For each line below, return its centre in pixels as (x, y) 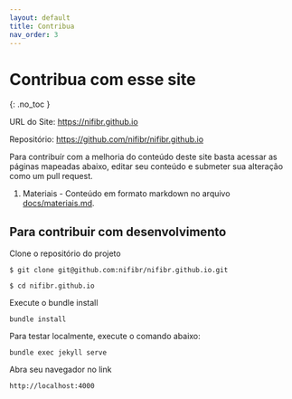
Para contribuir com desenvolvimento (118, 232)
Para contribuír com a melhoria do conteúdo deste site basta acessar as (143, 157)
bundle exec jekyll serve (58, 353)
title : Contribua (42, 26)
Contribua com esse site (103, 79)
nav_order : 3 (34, 34)
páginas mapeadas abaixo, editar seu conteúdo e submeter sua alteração (146, 166)
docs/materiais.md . (58, 204)
